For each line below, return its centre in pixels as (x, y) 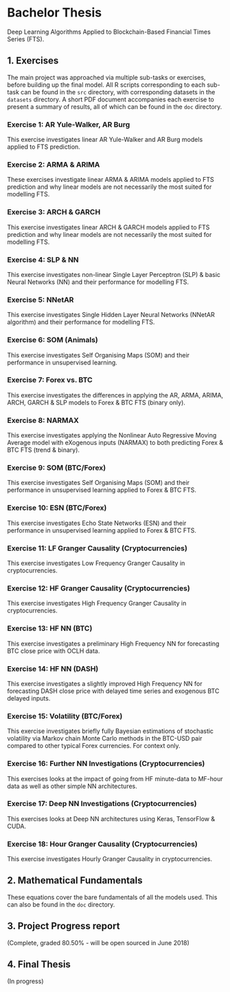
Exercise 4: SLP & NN (43, 260)
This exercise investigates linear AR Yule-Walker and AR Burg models (105, 140)
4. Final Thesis (39, 965)
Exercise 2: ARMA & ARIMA (54, 165)
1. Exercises (33, 61)
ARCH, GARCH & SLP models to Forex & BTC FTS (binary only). (96, 402)
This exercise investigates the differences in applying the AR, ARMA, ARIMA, (115, 395)
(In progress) (25, 981)
